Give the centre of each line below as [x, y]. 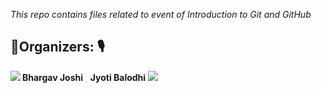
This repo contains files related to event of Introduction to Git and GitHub [161, 14]
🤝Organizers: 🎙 [57, 47]
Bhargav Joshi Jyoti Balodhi [84, 77]
